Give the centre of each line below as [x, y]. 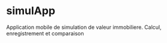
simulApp [31, 11]
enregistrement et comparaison [45, 33]
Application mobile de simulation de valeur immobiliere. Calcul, [84, 27]
